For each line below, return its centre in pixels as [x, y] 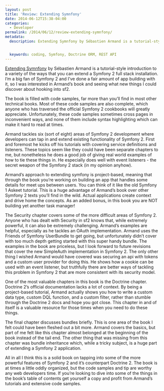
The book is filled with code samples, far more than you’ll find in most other [81, 99]
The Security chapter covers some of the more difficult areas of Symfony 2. [81, 215]
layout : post [18, 10]
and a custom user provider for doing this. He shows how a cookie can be [79, 262]
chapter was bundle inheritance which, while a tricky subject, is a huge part [81, 343]
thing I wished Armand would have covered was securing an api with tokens [82, 256]
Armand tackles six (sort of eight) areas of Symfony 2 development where [80, 134]
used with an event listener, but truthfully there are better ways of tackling [79, 267]
